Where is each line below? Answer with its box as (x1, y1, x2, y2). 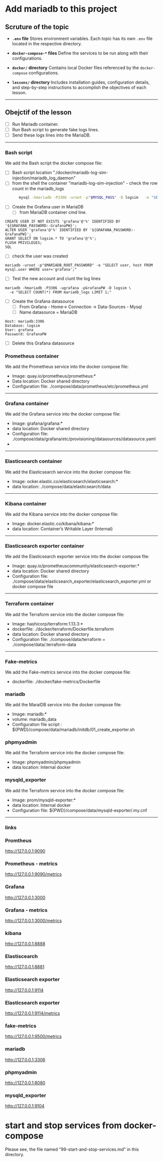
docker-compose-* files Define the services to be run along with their (12, 50, 148, 56)
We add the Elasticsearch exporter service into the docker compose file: (5, 554, 149, 559)
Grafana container (5, 400, 49, 407)
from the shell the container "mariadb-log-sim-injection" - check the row (12, 180, 158, 186)
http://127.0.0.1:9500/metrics (5, 1034, 62, 1040)
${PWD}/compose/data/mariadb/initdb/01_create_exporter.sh (12, 727, 135, 732)
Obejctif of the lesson (5, 108, 72, 117)
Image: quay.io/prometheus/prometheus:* (12, 373, 96, 379)
